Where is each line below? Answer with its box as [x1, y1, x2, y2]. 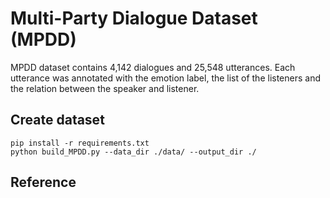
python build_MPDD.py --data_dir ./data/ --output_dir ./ [10, 147, 257, 157]
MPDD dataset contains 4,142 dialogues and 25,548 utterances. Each [10, 61, 296, 73]
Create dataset [10, 112, 105, 129]
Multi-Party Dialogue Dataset [10, 7, 258, 30]
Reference [10, 174, 77, 191]
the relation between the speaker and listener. [10, 82, 200, 94]
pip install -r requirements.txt [10, 138, 150, 148]
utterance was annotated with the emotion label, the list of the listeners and [10, 72, 322, 84]
